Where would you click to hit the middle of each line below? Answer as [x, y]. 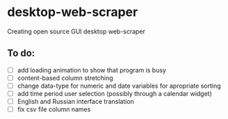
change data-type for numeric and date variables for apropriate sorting [119, 86]
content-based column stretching [65, 78]
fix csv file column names [54, 109]
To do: [21, 53]
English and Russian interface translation [75, 101]
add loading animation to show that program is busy [92, 70]
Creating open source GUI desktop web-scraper [76, 31]
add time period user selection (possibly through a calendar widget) [114, 93]
